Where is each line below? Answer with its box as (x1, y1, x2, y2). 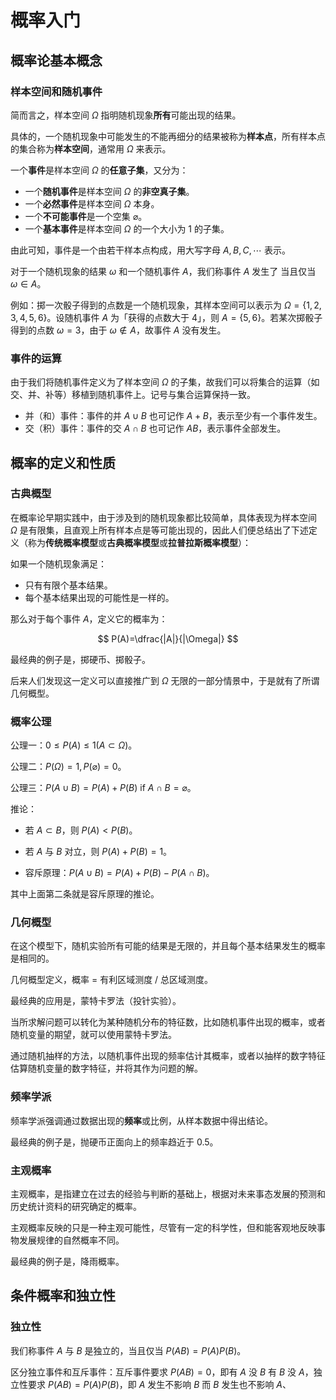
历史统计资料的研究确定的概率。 (10, 1201, 142, 1213)
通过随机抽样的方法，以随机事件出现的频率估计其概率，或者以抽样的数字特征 (10, 1050, 326, 1062)
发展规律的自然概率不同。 (18, 1234, 125, 1246)
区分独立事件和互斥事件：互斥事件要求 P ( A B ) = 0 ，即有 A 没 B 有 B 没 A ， (10, 1366, 314, 1378)
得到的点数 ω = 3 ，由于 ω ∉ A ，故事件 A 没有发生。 (10, 324, 227, 336)
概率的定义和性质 (10, 454, 116, 471)
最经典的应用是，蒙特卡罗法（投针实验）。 (10, 995, 182, 1007)
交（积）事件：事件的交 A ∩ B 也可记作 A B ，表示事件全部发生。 (24, 422, 287, 435)
